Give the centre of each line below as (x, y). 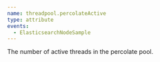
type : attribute (30, 20)
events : (18, 26)
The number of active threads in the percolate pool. (80, 52)
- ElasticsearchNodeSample (52, 32)
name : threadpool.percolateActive (57, 13)
